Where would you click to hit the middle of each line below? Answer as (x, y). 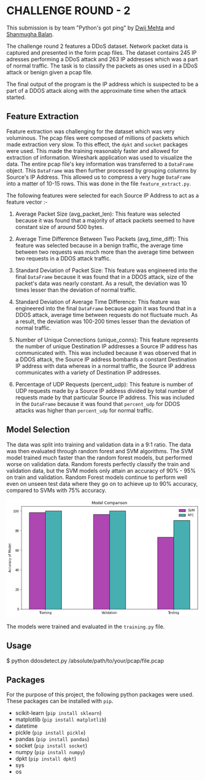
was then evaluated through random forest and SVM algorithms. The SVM (100, 451)
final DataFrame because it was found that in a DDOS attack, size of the (104, 276)
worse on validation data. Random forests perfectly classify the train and (98, 464)
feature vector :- (27, 202)
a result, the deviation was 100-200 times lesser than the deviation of (102, 321)
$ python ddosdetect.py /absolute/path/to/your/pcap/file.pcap (85, 660)
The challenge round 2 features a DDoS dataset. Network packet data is (97, 46)
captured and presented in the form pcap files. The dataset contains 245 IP (102, 52)
